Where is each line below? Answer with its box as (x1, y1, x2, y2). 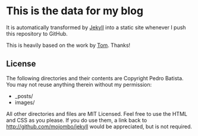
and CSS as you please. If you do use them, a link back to (6, 116, 147, 124)
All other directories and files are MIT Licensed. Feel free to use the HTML (6, 110, 187, 117)
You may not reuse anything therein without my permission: (6, 81, 152, 88)
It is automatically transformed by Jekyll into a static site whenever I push (6, 24, 186, 31)
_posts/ (14, 92, 33, 99)
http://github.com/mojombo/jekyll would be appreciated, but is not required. (6, 123, 192, 130)
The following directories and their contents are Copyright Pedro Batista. (6, 74, 184, 81)
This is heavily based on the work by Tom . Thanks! (6, 42, 131, 49)
